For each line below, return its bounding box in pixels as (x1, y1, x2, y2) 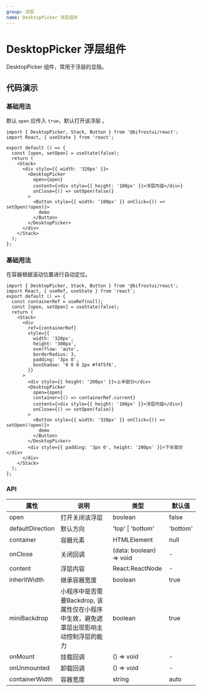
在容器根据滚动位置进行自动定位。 (6, 271, 91, 278)
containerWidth (9, 675, 53, 683)
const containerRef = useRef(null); (11, 299, 103, 305)
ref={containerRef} (28, 325, 77, 332)
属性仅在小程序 (60, 605, 103, 614)
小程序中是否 (60, 587, 97, 596)
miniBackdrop (9, 614, 49, 622)
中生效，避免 (60, 614, 97, 623)
